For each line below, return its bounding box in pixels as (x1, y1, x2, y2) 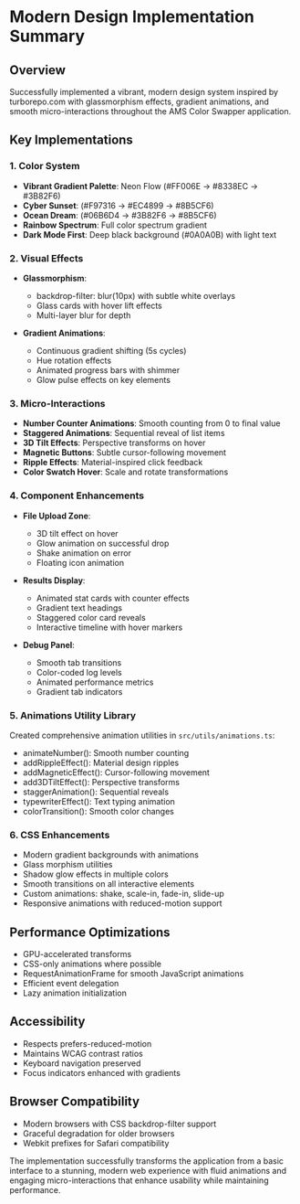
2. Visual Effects (9, 251, 84, 264)
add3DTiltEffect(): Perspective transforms (22, 776, 181, 787)
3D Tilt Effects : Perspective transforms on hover (22, 437, 206, 449)
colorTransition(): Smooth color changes (22, 805, 175, 816)
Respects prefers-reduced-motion (22, 1038, 152, 1049)
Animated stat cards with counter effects (36, 592, 190, 603)
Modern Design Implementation (9, 6, 255, 27)
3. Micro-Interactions (9, 397, 107, 410)
